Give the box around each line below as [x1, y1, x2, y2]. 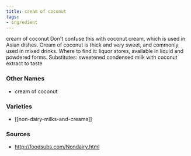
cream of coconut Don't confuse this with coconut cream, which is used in [6, 36, 186, 42]
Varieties [6, 102, 32, 111]
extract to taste [6, 60, 43, 67]
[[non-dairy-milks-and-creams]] [14, 115, 92, 122]
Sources [6, 130, 30, 138]
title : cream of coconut [6, 8, 67, 15]
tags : [6, 14, 19, 20]
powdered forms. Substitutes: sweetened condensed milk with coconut [6, 54, 178, 61]
